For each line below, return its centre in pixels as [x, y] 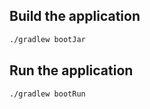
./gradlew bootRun [47, 94]
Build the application [75, 16]
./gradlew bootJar [47, 39]
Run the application [71, 70]
